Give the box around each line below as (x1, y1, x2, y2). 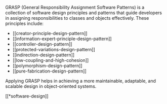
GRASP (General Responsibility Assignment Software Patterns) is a (5, 5, 145, 10)
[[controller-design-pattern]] (12, 41, 72, 47)
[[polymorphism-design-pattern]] (12, 63, 82, 68)
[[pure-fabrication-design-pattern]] (12, 68, 87, 74)
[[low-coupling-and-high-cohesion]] (12, 57, 89, 63)
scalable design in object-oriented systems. (5, 83, 97, 89)
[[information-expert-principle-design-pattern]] (12, 36, 112, 42)
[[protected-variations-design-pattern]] (12, 47, 95, 52)
